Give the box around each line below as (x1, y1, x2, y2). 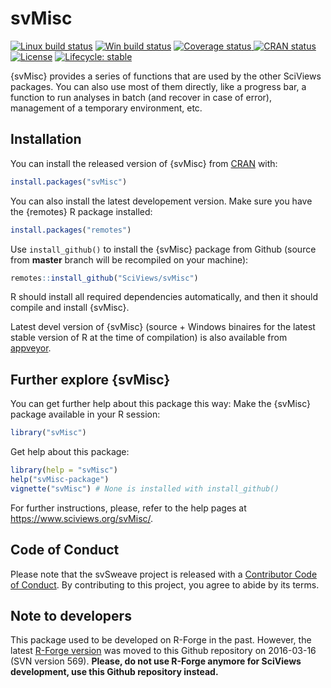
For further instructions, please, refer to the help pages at (10, 502, 247, 514)
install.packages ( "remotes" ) (10, 225, 132, 235)
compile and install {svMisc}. (10, 302, 130, 314)
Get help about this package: (10, 446, 130, 458)
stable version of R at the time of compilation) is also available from (10, 332, 288, 344)
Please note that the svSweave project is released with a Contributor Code (10, 568, 318, 580)
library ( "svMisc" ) (10, 428, 87, 438)
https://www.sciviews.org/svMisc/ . (10, 512, 154, 524)
